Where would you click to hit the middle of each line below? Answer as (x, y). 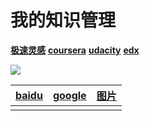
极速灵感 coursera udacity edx (75, 50)
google (69, 95)
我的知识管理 (63, 20)
